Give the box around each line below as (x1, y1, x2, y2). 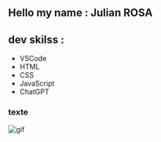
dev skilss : (8, 33, 64, 46)
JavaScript (19, 78, 55, 89)
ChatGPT (19, 87, 49, 96)
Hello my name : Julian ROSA (8, 6, 153, 20)
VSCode (19, 54, 47, 64)
